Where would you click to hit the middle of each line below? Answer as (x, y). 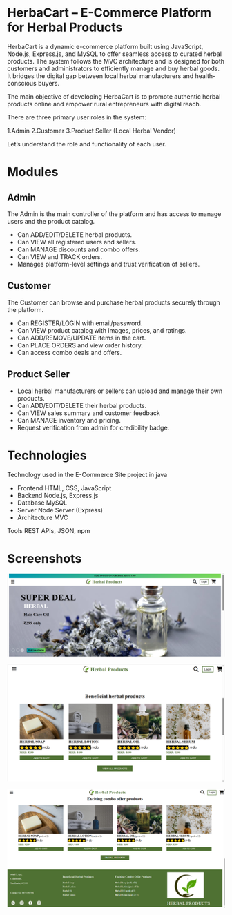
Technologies (47, 455)
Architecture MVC (42, 517)
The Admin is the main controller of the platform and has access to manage (114, 214)
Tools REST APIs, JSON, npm (49, 530)
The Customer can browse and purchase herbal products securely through (114, 302)
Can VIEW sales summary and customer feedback (88, 413)
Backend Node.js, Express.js (58, 495)
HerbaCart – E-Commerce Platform (109, 13)
